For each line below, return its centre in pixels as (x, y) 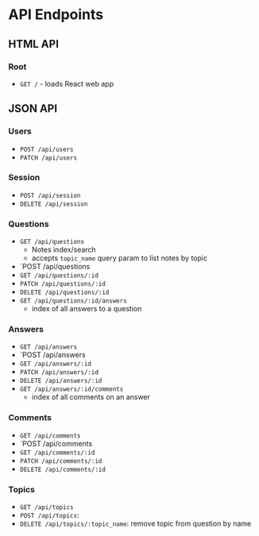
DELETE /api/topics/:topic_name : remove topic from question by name (135, 524)
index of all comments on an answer (91, 397)
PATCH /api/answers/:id (59, 372)
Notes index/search (64, 250)
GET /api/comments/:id (57, 453)
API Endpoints (56, 15)
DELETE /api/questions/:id (64, 293)
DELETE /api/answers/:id (61, 381)
